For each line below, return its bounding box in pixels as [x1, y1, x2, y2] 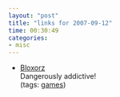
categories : [8, 33, 48, 42]
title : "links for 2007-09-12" [8, 19, 113, 27]
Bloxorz [19, 63, 46, 72]
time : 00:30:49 [8, 26, 59, 34]
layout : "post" [8, 11, 59, 20]
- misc [8, 41, 30, 49]
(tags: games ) [19, 80, 66, 90]
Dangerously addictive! [19, 72, 97, 81]
